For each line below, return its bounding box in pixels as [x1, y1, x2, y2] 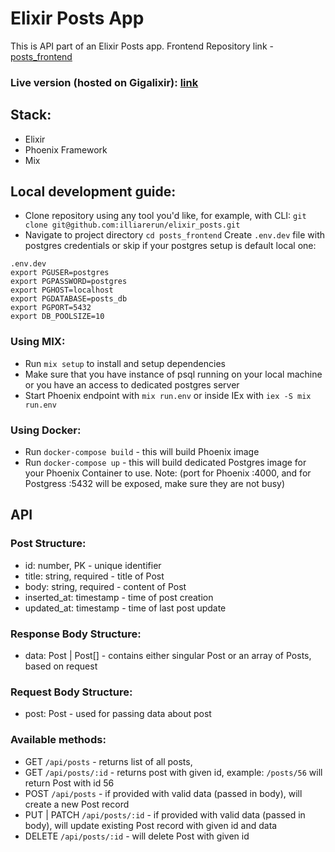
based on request [24, 660, 98, 672]
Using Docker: [10, 423, 82, 437]
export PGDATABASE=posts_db [10, 294, 128, 304]
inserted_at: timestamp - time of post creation [24, 591, 214, 603]
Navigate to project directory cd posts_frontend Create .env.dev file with [24, 229, 326, 241]
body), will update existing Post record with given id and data [24, 819, 278, 831]
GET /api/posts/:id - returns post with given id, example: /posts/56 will [24, 766, 323, 778]
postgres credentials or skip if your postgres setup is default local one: [24, 240, 317, 252]
